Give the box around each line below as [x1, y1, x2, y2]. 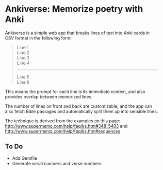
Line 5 [16, 74, 30, 80]
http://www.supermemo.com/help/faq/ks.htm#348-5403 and [5, 123, 128, 129]
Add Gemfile [12, 155, 37, 161]
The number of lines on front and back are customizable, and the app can [5, 103, 152, 109]
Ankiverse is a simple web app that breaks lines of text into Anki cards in [5, 30, 150, 36]
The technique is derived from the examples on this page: [5, 118, 120, 124]
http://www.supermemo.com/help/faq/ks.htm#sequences [5, 128, 120, 134]
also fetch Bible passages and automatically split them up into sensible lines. [5, 108, 158, 114]
